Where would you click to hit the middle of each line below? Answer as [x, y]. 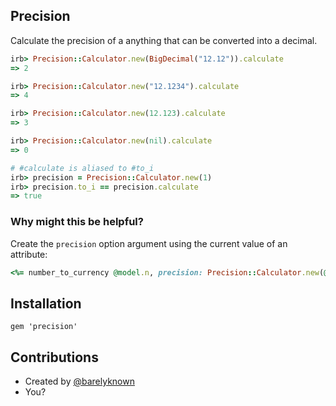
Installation [46, 303]
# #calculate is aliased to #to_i [82, 168]
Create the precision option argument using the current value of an [149, 243]
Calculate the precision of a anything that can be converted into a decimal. [164, 40]
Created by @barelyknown [79, 381]
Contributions [54, 357]
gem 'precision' [44, 327]
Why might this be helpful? [77, 222]
